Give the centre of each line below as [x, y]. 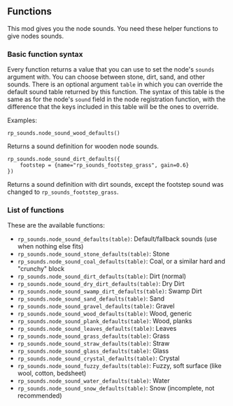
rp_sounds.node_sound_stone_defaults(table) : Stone [93, 254]
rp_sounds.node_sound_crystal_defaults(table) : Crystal [98, 358]
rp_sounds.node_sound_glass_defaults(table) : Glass [93, 351]
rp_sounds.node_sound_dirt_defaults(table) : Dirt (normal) [102, 276]
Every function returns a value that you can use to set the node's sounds [111, 70]
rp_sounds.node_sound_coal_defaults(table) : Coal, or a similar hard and [121, 261]
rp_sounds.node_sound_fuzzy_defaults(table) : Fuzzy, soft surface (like [119, 366]
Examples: [22, 120]
